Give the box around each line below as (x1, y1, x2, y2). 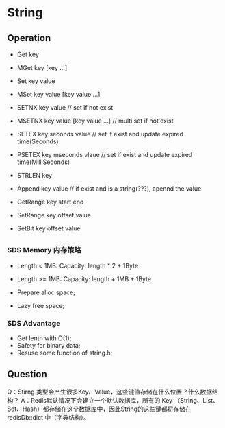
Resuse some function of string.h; (16, 348, 113, 357)
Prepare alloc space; (16, 288, 75, 296)
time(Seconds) (16, 137, 59, 145)
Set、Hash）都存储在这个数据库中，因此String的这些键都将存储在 (7, 405, 191, 413)
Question (7, 368, 47, 380)
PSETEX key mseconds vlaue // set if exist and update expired (16, 151, 193, 158)
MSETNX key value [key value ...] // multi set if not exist (16, 117, 174, 125)
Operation (7, 32, 51, 44)
